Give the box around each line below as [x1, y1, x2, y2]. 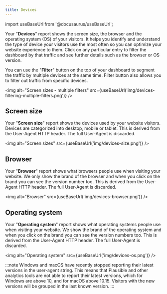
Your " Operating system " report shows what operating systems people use [5, 222, 161, 228]
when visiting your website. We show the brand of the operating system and [5, 227, 162, 233]
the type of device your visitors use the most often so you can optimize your [5, 41, 162, 47]
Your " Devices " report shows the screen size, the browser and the [5, 30, 142, 36]
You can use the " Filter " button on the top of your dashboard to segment [5, 67, 155, 73]
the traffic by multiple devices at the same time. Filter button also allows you [5, 72, 162, 78]
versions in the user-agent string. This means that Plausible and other [5, 268, 149, 274]
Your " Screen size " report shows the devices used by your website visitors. [5, 120, 161, 126]
